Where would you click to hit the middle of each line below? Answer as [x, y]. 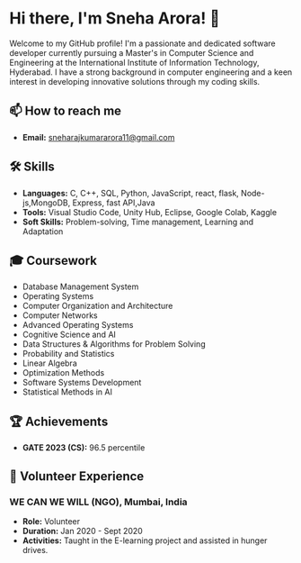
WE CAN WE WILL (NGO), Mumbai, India [98, 502]
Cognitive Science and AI [69, 335]
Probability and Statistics [68, 354]
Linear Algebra [50, 363]
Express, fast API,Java [114, 203]
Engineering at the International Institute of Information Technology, [134, 62]
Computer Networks [60, 315]
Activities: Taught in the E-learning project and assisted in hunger [145, 540]
